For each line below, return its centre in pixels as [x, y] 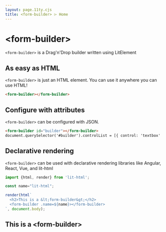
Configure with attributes [45, 110]
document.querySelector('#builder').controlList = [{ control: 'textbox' [83, 135]
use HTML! [16, 85]
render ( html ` [19, 195]
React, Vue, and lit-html [29, 168]
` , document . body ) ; [25, 209]
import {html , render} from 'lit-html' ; [48, 177]
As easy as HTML [33, 68]
